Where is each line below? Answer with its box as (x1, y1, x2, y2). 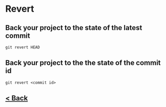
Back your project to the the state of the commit (5, 59, 161, 67)
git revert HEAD (5, 45, 40, 50)
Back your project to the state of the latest (5, 23, 142, 32)
